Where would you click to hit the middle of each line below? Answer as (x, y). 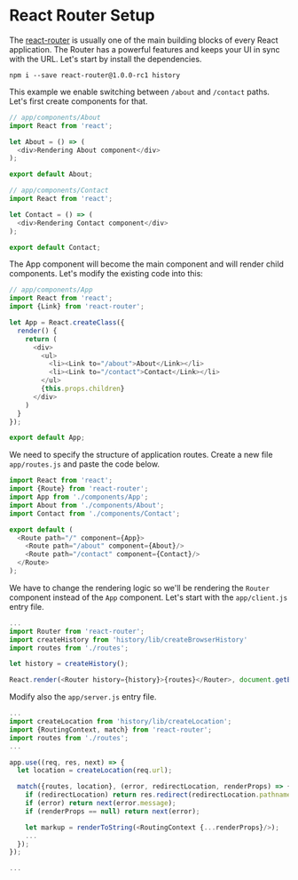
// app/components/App (51, 290)
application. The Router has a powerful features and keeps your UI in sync (145, 49)
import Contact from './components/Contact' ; (94, 513)
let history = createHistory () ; (69, 664)
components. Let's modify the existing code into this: (106, 274)
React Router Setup (82, 16)
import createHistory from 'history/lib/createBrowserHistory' (129, 640)
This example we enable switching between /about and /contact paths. (140, 92)
